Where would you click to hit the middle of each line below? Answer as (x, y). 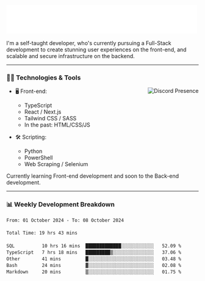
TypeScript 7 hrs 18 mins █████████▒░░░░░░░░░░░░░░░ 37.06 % (94, 252)
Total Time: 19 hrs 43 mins (42, 233)
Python (33, 151)
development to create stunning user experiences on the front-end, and (97, 49)
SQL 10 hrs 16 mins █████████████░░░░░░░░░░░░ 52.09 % (94, 246)
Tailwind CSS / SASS (50, 119)
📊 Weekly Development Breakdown (60, 205)
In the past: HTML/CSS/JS (57, 125)
